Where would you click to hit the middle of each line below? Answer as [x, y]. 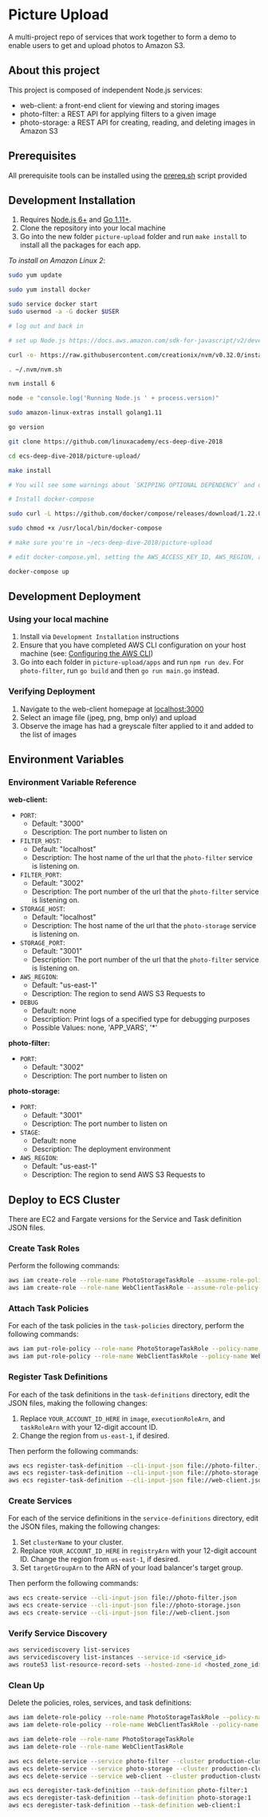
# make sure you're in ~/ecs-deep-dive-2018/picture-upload [110, 542]
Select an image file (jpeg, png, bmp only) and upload [108, 717]
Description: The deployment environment [101, 1149]
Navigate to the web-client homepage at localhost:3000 [112, 709]
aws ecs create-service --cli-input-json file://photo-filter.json [123, 1598]
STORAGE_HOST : [42, 909]
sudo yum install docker [49, 290]
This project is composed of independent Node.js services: [106, 90]
